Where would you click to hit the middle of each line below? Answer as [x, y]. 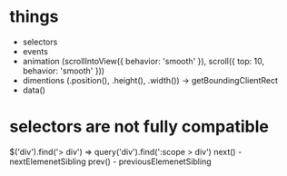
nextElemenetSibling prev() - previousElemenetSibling [110, 161]
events [35, 51]
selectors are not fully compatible [139, 127]
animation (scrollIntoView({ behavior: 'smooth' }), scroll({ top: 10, [143, 61]
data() [34, 90]
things [34, 17]
